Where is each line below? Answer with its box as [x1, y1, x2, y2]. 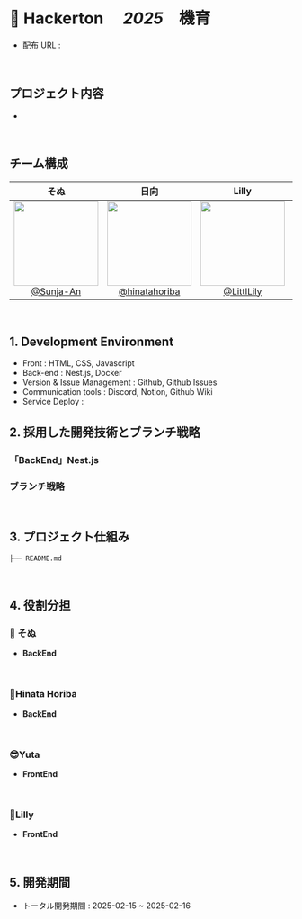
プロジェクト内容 [9, 86, 104, 102]
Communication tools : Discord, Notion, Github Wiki [22, 387, 213, 397]
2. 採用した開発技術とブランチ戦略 [9, 424, 200, 440]
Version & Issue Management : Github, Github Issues [22, 377, 218, 388]
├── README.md [9, 554, 63, 563]
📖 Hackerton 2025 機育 [9, 8, 211, 29]
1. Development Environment [9, 334, 173, 349]
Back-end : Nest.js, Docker [22, 368, 122, 379]
